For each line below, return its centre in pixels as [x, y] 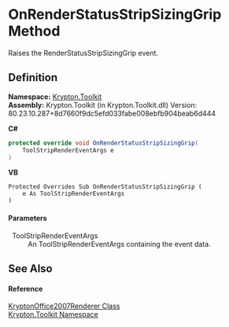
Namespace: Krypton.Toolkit [55, 97]
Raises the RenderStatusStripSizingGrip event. [83, 53]
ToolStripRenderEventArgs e [68, 150]
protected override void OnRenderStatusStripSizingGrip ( [103, 143]
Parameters [28, 218]
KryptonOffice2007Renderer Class [64, 306]
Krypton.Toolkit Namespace [53, 314]
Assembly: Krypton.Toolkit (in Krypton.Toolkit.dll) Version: [103, 105]
